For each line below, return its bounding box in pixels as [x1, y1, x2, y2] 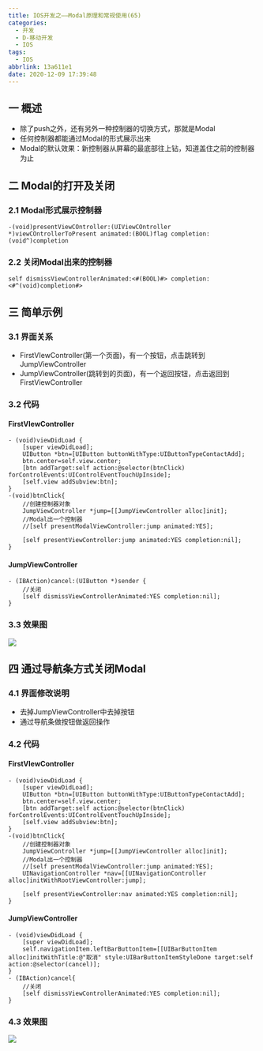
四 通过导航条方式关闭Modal [8, 662, 146, 676]
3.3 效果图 [8, 620, 47, 631]
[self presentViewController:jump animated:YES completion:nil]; [22, 537, 242, 544]
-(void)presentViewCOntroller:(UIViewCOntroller [8, 223, 171, 232]
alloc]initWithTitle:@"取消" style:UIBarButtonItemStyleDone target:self [8, 953, 254, 961]
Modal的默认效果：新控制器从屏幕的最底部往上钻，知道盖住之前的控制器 [19, 144, 255, 153]
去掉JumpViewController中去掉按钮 [19, 707, 135, 717]
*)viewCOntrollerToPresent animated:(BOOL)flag [8, 230, 168, 238]
